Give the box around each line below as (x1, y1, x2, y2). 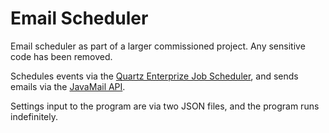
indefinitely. (10, 110, 58, 122)
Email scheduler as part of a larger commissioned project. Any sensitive (10, 40, 306, 52)
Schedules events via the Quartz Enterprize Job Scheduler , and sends (10, 70, 299, 82)
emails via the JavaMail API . (10, 80, 126, 92)
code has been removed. (10, 50, 113, 62)
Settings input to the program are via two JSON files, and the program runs (10, 100, 320, 112)
